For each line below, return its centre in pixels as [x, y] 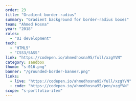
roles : [12, 34]
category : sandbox [25, 62]
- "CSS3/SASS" [25, 53]
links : [12, 77]
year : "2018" [19, 29]
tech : [11, 43]
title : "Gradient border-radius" [41, 15]
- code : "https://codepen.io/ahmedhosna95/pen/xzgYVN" [70, 86]
